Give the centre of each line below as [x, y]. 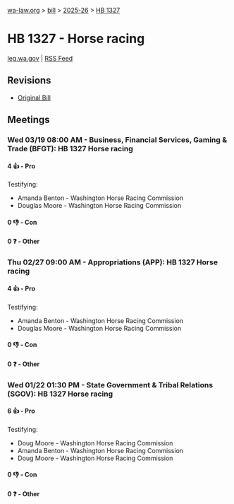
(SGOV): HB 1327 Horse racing [60, 394]
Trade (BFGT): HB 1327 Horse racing [70, 149]
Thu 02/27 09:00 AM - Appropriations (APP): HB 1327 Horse [113, 262]
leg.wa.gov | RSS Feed [40, 58]
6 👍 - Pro [21, 411]
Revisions [29, 81]
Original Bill [34, 98]
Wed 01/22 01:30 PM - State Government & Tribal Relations [110, 385]
